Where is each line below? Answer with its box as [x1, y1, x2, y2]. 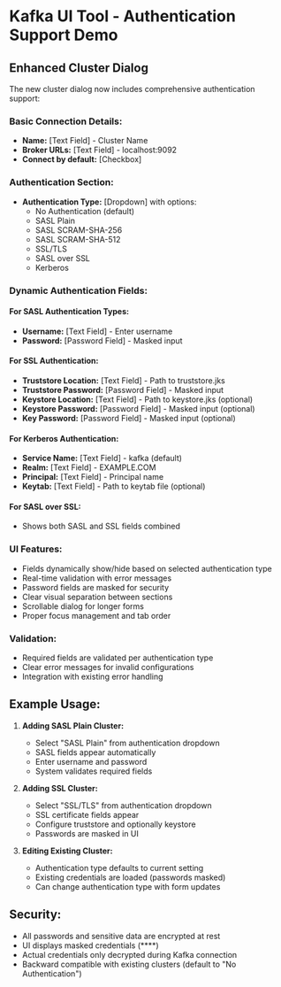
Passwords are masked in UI [34, 828, 140, 838]
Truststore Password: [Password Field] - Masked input [21, 384, 224, 395]
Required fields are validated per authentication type [21, 652, 214, 663]
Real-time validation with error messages [21, 573, 172, 583]
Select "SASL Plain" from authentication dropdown [34, 737, 220, 748]
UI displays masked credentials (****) [21, 940, 159, 951]
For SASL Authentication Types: [9, 306, 130, 317]
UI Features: [9, 543, 63, 555]
